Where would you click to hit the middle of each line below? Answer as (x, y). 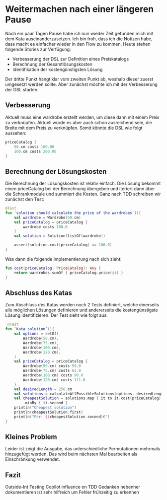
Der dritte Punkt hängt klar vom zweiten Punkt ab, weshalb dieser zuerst (79, 79)
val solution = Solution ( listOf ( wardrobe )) (60, 236)
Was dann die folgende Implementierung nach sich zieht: (63, 259)
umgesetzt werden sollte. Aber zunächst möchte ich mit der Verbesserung (82, 84)
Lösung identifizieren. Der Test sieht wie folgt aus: (56, 315)
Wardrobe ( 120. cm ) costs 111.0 (54, 380)
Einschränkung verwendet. (33, 459)
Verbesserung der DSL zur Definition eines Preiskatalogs (71, 59)
